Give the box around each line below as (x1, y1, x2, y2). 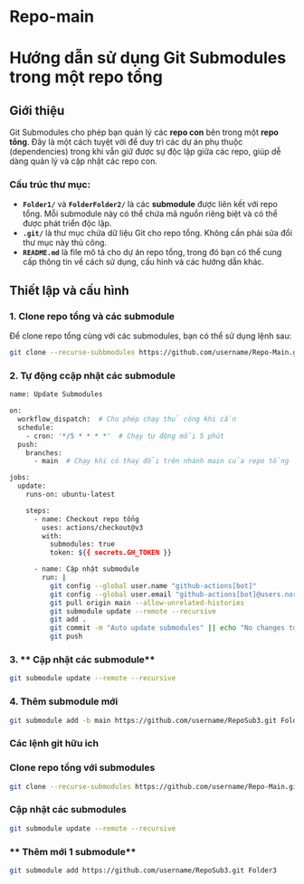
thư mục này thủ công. (22, 237, 107, 248)
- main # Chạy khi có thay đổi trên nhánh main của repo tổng (33, 457, 290, 466)
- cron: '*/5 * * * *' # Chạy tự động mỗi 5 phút (25, 432, 224, 441)
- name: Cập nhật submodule (33, 565, 140, 574)
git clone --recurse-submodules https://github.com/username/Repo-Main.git (9, 782, 301, 791)
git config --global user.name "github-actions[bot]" (49, 581, 257, 590)
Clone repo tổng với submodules (9, 762, 156, 775)
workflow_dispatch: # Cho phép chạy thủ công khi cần (17, 414, 237, 424)
